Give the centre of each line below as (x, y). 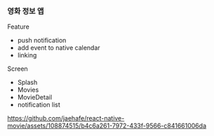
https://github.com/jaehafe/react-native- (66, 118)
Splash (27, 83)
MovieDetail (35, 97)
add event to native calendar (59, 48)
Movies (28, 90)
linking (27, 55)
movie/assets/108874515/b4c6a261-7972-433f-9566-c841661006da (107, 126)
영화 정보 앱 (26, 11)
